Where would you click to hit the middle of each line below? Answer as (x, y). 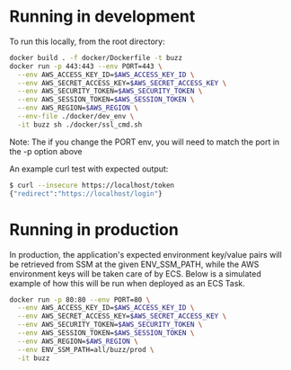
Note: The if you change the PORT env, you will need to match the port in (145, 142)
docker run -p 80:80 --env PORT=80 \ (80, 300)
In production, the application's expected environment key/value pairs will (146, 254)
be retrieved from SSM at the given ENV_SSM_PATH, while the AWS (134, 264)
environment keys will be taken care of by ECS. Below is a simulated (136, 273)
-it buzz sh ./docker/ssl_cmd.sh (80, 124)
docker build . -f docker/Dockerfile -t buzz (96, 57)
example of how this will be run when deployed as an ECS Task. (127, 283)
